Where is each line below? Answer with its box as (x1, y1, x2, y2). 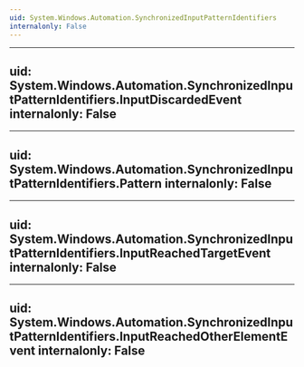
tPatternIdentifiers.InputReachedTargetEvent (9, 246, 271, 261)
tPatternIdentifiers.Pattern (9, 176, 163, 191)
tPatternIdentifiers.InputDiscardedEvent (9, 92, 242, 107)
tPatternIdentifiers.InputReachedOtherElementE (9, 329, 288, 344)
